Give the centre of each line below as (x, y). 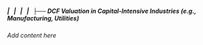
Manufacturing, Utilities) (43, 18)
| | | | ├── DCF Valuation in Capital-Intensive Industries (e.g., (102, 11)
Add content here (32, 35)
